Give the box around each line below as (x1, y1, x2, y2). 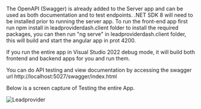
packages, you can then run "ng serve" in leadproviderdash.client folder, (6, 31, 187, 38)
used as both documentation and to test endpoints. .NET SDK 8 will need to (6, 11, 194, 19)
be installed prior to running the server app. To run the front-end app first (6, 18, 188, 25)
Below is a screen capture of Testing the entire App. (6, 84, 135, 92)
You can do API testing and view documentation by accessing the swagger (6, 66, 192, 74)
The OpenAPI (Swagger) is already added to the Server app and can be (6, 5, 184, 12)
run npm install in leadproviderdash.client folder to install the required (6, 24, 179, 31)
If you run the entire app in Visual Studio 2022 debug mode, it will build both (6, 49, 196, 56)
